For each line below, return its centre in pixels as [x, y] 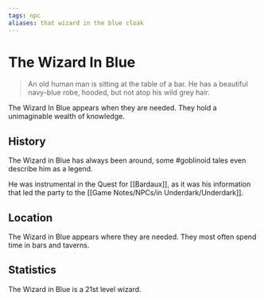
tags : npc [25, 15]
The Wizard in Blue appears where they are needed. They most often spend [132, 237]
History [27, 141]
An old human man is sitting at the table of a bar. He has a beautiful [138, 84]
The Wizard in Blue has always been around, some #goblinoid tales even [127, 160]
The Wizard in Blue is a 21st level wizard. [75, 289]
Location [31, 218]
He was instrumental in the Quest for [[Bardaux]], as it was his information [130, 184]
